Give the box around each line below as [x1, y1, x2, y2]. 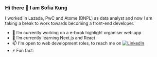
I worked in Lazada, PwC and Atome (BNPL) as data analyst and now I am [5, 15, 153, 21]
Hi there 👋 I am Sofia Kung [5, 4, 68, 11]
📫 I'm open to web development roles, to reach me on [12, 41, 122, 46]
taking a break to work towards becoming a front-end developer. [5, 20, 135, 26]
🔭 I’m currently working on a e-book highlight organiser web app [12, 30, 142, 36]
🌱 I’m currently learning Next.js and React [12, 35, 96, 41]
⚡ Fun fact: [12, 48, 34, 54]
